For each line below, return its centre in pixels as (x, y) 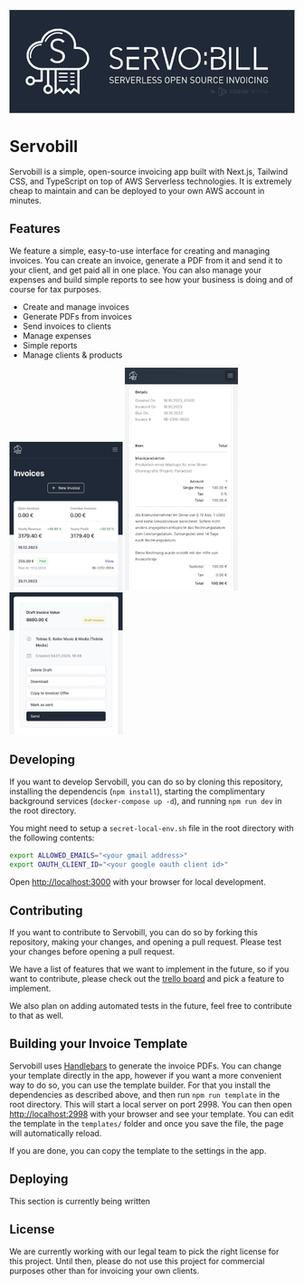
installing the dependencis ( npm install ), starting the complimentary (137, 791)
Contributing (46, 911)
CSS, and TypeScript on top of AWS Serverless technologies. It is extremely (151, 181)
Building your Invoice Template (99, 1044)
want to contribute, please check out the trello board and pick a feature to (147, 979)
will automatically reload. (56, 1133)
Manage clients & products (72, 355)
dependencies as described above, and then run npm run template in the (145, 1094)
